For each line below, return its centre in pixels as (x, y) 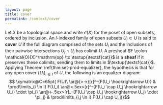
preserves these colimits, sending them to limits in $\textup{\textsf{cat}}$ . (80, 62)
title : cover (18, 14)
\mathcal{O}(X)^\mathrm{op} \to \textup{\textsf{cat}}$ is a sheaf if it (74, 57)
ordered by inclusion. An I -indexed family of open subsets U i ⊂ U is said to (81, 39)
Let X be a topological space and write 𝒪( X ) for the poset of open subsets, (80, 33)
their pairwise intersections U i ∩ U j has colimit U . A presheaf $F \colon (76, 51)
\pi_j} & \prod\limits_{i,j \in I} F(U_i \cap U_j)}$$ (82, 97)
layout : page (18, 10)
